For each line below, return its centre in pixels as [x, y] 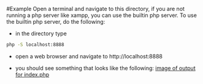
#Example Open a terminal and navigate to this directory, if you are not [96, 9]
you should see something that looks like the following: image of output [105, 68]
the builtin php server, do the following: [56, 22]
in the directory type [41, 33]
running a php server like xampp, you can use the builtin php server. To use [102, 15]
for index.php [32, 74]
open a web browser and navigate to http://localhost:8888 [89, 56]
